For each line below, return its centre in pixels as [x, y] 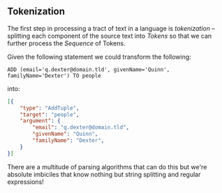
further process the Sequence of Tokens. [66, 43]
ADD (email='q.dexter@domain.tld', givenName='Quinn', [89, 69]
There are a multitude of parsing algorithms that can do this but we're [107, 166]
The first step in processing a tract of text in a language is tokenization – [111, 28]
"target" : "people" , [50, 115]
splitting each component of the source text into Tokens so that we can [110, 36]
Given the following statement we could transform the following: [99, 57]
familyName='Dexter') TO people [54, 76]
